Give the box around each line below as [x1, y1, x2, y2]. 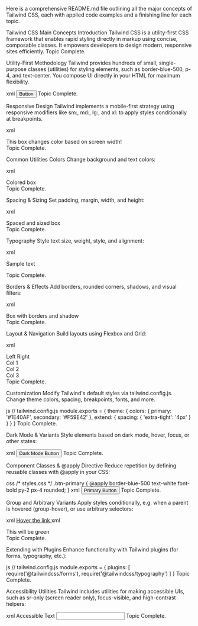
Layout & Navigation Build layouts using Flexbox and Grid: [6, 330, 147, 337]
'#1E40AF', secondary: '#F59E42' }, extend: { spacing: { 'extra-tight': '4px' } [6, 414, 191, 421]
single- [158, 59, 176, 66]
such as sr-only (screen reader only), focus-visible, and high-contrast [6, 594, 176, 601]
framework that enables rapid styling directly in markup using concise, [6, 36, 178, 42]
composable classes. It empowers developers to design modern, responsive [6, 41, 192, 49]
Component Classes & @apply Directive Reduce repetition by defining [6, 462, 177, 469]
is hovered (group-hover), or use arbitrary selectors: [6, 505, 134, 512]
